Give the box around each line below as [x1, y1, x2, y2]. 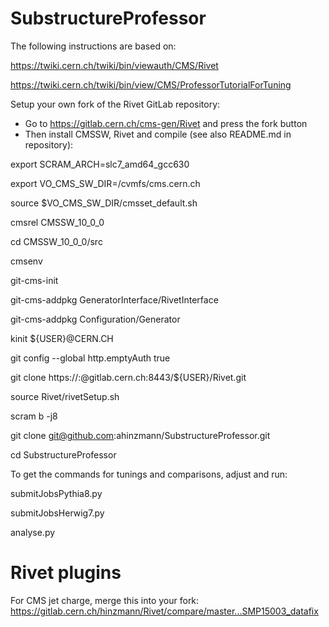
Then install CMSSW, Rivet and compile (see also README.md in [24, 128, 292, 140]
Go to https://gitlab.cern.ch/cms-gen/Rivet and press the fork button [24, 117, 308, 129]
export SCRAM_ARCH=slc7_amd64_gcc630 [10, 158, 190, 170]
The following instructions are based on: [10, 40, 177, 52]
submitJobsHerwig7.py [10, 507, 105, 519]
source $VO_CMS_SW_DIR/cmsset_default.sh [10, 197, 198, 209]
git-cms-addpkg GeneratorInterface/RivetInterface [10, 293, 219, 306]
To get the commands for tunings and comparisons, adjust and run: [10, 468, 288, 480]
